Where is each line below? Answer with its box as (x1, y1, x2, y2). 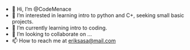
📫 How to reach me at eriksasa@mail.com (11, 37, 116, 44)
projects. (11, 18, 34, 25)
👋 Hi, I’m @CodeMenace (11, 6, 72, 12)
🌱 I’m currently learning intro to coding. (11, 24, 108, 31)
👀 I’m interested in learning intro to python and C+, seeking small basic (11, 12, 185, 19)
